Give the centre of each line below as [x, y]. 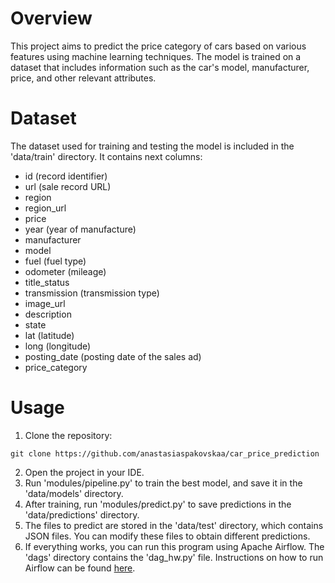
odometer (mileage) [65, 271]
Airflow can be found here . [80, 568]
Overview [51, 18]
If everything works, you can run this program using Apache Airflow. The [174, 546]
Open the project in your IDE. [84, 472]
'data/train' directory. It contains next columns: [106, 156]
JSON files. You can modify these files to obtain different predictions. [167, 536]
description [48, 314]
